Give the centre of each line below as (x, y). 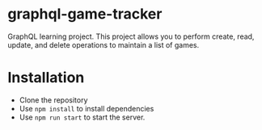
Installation (46, 78)
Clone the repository (53, 100)
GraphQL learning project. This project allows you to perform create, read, (131, 36)
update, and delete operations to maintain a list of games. (104, 44)
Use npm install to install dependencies (87, 108)
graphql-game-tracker (85, 14)
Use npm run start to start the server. (82, 117)
